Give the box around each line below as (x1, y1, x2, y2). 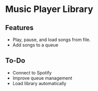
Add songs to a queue (12, 42, 59, 48)
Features (5, 23, 34, 32)
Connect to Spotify (12, 69, 52, 75)
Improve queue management (12, 75, 72, 81)
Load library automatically (12, 80, 67, 86)
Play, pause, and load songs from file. (12, 36, 91, 42)
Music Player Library (5, 3, 93, 15)
